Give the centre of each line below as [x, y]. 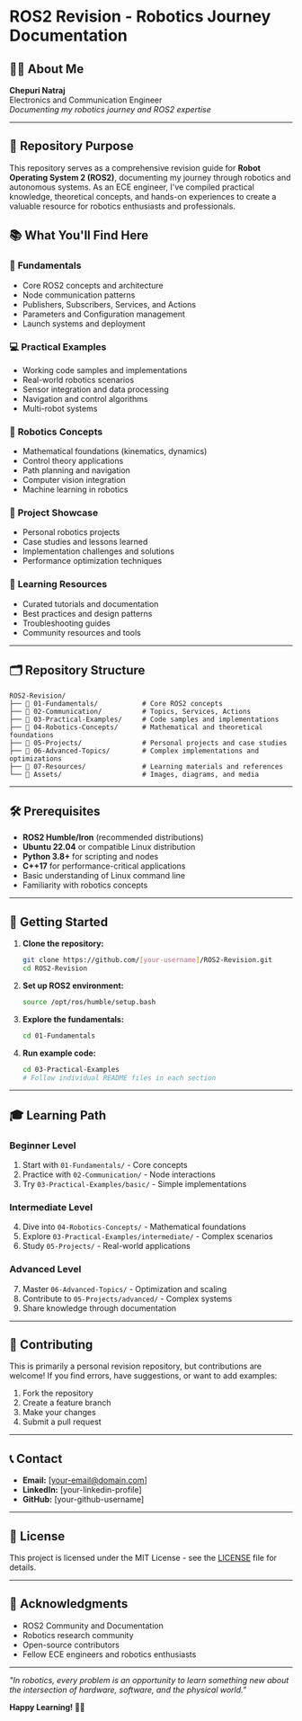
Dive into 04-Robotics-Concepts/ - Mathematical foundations [134, 1227]
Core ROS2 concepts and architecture [93, 285]
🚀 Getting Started [59, 922]
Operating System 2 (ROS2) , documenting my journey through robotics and [150, 177]
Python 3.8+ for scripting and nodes [90, 857]
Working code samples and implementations [105, 370]
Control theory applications [73, 461]
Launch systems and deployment [84, 323]
